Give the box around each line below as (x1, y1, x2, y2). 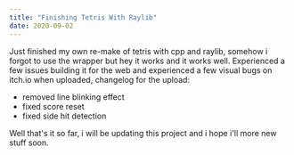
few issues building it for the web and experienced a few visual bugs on (9, 64, 273, 76)
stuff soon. (9, 137, 49, 148)
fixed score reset (21, 101, 85, 111)
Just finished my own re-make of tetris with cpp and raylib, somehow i (9, 45, 268, 56)
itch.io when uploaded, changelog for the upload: (9, 74, 190, 85)
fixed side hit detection (21, 110, 107, 121)
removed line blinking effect (21, 91, 125, 102)
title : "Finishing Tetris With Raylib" (9, 12, 158, 22)
